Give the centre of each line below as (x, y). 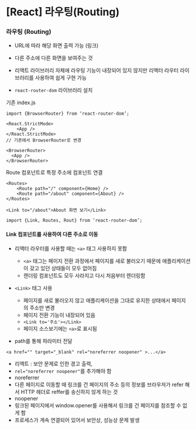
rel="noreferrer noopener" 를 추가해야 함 (63, 371)
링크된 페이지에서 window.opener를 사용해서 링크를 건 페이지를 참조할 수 (98, 405)
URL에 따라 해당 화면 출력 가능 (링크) (56, 46)
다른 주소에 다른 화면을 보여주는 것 (54, 58)
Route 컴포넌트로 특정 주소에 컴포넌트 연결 (54, 173)
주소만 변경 (42, 307)
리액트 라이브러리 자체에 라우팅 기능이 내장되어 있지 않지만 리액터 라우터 (97, 70)
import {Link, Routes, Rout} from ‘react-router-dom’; (74, 221)
